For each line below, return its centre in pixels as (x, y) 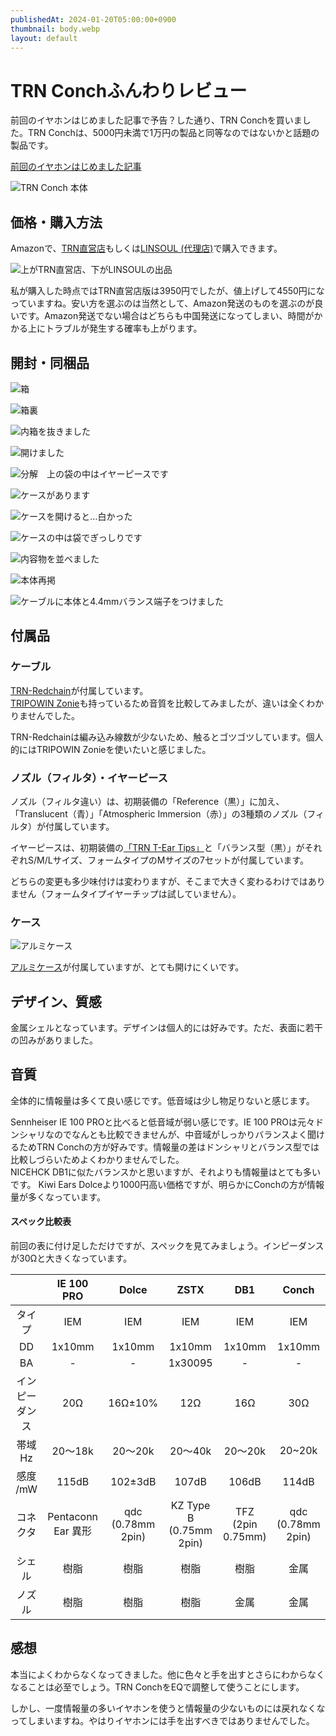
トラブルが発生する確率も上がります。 (123, 328)
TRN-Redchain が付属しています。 (79, 690)
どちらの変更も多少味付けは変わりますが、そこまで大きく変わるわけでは (159, 881)
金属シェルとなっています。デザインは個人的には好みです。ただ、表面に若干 (166, 1028)
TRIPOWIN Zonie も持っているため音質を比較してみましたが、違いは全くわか (167, 703)
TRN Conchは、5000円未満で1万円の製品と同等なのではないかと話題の (173, 133)
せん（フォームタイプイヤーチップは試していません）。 (130, 893)
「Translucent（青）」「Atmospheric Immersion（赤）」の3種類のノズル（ (159, 813)
